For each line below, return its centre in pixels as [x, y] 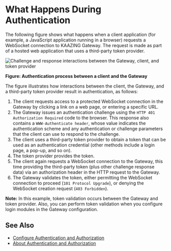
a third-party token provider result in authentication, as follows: [72, 91]
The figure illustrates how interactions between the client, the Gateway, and [85, 86]
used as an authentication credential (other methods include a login [83, 145]
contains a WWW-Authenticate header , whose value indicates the [79, 123]
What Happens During [53, 9]
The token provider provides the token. [54, 156]
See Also [20, 226]
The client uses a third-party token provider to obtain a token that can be [89, 139]
